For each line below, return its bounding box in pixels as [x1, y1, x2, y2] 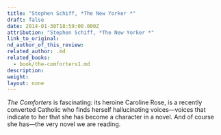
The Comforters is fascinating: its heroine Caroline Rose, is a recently [7, 98, 203, 106]
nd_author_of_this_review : [7, 42, 84, 48]
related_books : [7, 55, 51, 61]
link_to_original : [7, 35, 60, 42]
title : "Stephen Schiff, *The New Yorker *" [7, 10, 136, 17]
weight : [7, 73, 29, 80]
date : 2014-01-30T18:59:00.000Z [7, 22, 99, 29]
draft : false [7, 16, 44, 23]
